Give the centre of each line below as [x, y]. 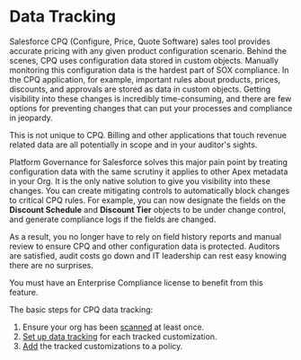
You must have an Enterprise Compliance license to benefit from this [136, 282]
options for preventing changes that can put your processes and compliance [151, 108]
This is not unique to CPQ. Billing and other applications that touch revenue [148, 135]
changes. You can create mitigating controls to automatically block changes [150, 190]
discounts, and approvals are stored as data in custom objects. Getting [140, 89]
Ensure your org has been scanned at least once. [113, 327]
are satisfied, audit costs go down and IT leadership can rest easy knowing [148, 255]
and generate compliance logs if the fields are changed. [113, 219]
